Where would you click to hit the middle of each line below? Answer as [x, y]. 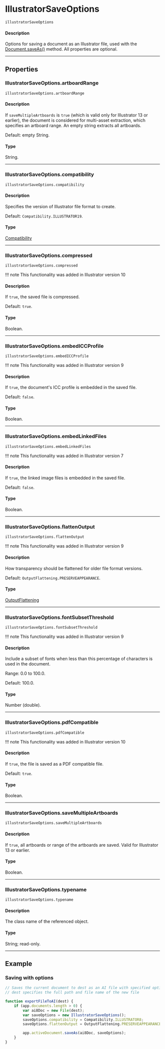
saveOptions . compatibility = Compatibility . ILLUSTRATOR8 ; [83, 1020]
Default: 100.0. [20, 683]
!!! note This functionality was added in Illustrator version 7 [64, 456]
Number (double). [23, 705]
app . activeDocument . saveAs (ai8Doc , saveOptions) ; [74, 1033]
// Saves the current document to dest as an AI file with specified [78, 988]
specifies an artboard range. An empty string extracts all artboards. [73, 126]
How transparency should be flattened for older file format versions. [74, 568]
